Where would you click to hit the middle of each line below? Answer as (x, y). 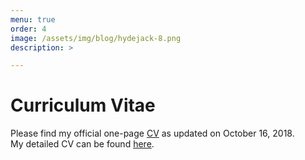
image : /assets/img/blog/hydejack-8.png (96, 38)
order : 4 (28, 29)
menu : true (33, 19)
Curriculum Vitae (83, 105)
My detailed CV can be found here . (82, 144)
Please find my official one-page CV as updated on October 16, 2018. (152, 133)
